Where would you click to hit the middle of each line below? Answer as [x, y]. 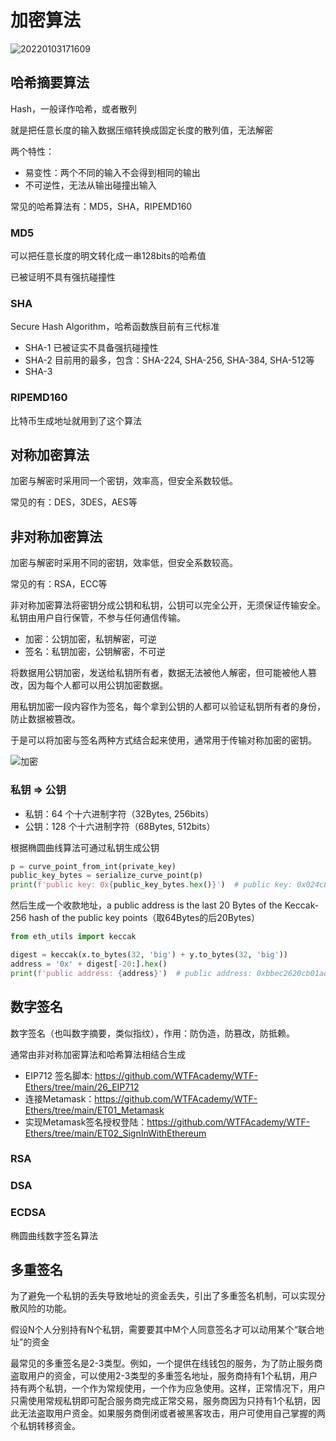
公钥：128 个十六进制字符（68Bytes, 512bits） [120, 826]
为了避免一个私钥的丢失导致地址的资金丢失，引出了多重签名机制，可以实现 [163, 1296]
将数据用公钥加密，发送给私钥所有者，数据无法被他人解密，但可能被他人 [159, 673]
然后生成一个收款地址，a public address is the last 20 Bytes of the [146, 905]
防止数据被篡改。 [45, 719]
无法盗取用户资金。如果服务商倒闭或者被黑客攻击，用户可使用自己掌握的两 [172, 1413]
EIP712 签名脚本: [58, 1075]
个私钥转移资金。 [45, 1426]
